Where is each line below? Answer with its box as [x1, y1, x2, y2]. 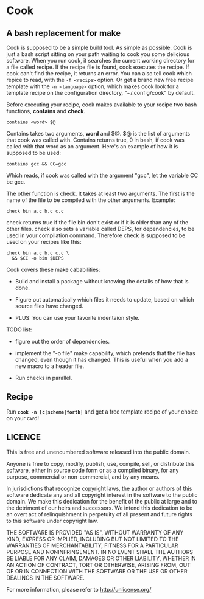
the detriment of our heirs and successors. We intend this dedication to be [6, 504, 193, 511]
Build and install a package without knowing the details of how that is [15, 278, 189, 285]
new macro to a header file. [15, 362, 84, 370]
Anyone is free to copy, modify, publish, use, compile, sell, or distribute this [6, 460, 195, 467]
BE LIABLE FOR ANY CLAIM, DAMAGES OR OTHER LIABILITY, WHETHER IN [6, 555, 196, 562]
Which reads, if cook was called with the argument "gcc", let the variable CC [6, 171, 199, 179]
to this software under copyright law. [6, 517, 99, 524]
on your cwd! [6, 414, 40, 421]
